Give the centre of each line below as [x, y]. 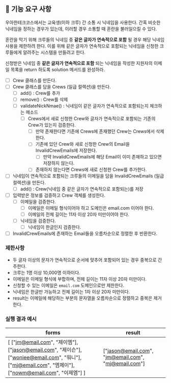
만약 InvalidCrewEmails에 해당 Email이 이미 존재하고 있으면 [102, 157]
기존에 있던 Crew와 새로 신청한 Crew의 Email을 [82, 144]
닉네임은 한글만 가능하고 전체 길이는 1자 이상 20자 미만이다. [71, 292]
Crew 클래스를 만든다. [35, 80]
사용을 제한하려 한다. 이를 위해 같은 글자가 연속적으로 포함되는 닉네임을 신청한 [82, 46]
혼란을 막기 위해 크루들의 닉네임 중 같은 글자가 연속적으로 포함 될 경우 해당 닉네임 [85, 39]
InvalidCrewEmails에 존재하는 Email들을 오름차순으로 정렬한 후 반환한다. [85, 233]
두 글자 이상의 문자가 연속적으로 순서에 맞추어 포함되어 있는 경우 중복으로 [84, 260]
